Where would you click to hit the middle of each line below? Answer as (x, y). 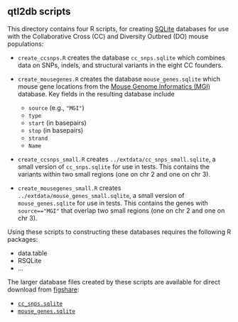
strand (38, 138)
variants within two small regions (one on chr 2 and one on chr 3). (114, 174)
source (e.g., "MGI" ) (56, 107)
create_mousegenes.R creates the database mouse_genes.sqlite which (119, 79)
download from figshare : (43, 289)
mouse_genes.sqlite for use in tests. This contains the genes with (113, 203)
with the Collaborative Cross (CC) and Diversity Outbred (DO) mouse (108, 36)
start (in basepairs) (57, 123)
